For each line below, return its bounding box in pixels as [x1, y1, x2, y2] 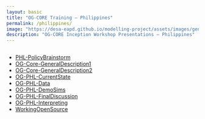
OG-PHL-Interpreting [15, 99, 68, 107]
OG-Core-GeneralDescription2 [15, 67, 93, 74]
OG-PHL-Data [15, 80, 51, 87]
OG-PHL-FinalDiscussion [15, 93, 78, 100]
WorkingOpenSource [15, 106, 68, 113]
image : [6, 26, 23, 32]
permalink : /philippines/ [6, 20, 72, 26]
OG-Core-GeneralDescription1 [15, 60, 92, 68]
